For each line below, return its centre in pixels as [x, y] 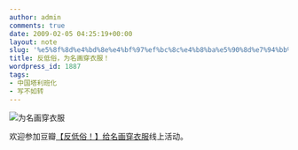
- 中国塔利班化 [33, 83]
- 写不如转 [27, 91]
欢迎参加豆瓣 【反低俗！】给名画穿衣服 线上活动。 [98, 136]
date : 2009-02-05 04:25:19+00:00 [71, 34]
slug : [19, 50]
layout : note [33, 42]
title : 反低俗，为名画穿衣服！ [59, 58]
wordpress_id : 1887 [45, 67]
